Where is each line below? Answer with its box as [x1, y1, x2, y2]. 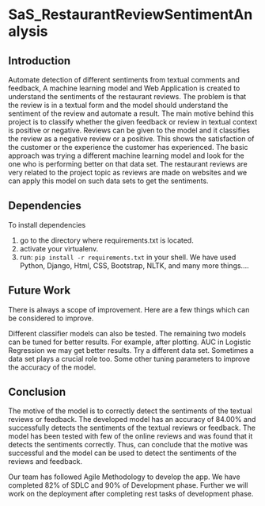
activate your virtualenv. [19, 243, 99, 253]
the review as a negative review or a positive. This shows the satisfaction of [8, 134, 255, 144]
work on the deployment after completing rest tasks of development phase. [8, 489, 254, 499]
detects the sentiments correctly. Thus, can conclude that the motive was [8, 440, 248, 450]
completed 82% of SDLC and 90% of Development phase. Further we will [8, 481, 248, 490]
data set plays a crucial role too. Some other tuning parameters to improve [8, 354, 251, 363]
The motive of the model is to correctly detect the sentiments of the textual [8, 406, 253, 416]
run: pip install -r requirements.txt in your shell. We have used [19, 252, 237, 262]
